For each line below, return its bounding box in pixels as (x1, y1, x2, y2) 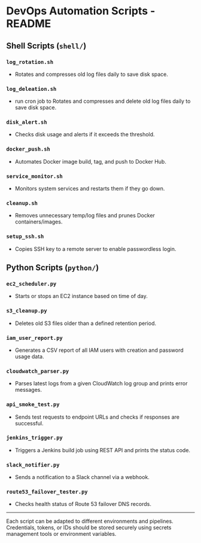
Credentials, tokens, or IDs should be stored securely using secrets (6, 524, 172, 531)
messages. (14, 386, 42, 394)
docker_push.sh (6, 146, 51, 153)
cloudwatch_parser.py (6, 367, 69, 375)
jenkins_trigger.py (6, 434, 63, 441)
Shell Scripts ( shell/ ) (6, 41, 87, 51)
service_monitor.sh (6, 173, 63, 180)
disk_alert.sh (6, 119, 47, 126)
